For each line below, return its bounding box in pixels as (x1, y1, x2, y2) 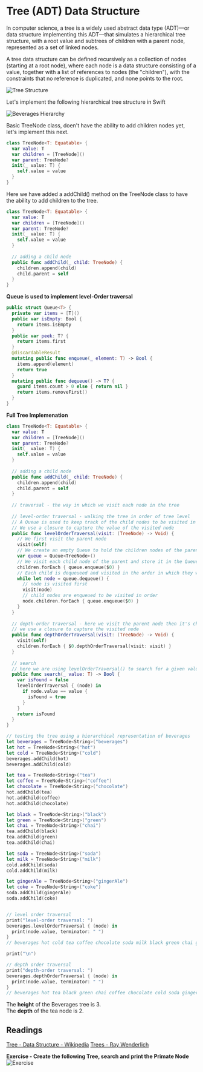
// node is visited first (22, 581, 88, 587)
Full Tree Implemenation (6, 411, 68, 419)
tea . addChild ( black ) (6, 828, 59, 835)
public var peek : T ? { (11, 332, 69, 339)
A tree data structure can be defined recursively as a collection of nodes (6, 55, 187, 62)
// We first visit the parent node (17, 536, 107, 542)
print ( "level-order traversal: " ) (6, 917, 94, 923)
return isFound (17, 711, 56, 717)
